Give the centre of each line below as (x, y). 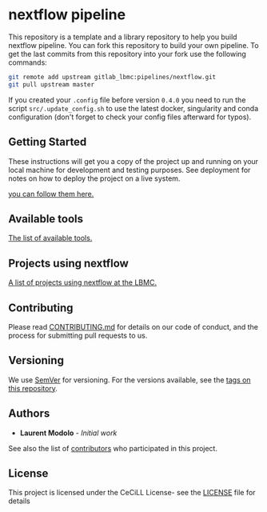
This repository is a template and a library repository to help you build (123, 37)
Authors (29, 414)
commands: (28, 62)
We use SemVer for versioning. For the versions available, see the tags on (130, 380)
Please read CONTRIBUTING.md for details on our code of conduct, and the (133, 326)
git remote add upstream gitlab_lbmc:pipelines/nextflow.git (112, 77)
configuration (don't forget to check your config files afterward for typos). (130, 117)
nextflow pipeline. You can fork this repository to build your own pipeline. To (133, 45)
